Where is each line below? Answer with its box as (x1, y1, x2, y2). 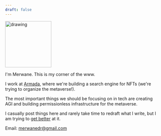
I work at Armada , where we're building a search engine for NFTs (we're (5, 81, 151, 87)
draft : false (5, 7, 32, 12)
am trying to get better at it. (5, 115, 61, 121)
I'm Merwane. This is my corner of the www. (5, 71, 96, 77)
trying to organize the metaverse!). (5, 86, 75, 92)
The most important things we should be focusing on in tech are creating (5, 96, 153, 102)
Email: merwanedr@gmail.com (5, 125, 67, 131)
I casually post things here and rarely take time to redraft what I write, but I (5, 110, 156, 116)
